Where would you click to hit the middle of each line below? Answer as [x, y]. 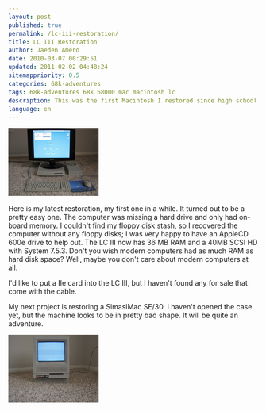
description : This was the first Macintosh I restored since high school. [135, 100]
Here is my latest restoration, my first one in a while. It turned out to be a [126, 209]
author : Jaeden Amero [44, 50]
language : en [30, 109]
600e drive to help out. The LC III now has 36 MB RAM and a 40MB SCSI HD [133, 243]
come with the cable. [42, 292]
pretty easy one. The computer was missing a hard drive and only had [123, 217]
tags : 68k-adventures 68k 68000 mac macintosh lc [92, 92]
